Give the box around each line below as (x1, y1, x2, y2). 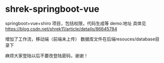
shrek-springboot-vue (5, 3, 100, 15)
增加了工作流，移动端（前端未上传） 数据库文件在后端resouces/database (5, 36, 156, 42)
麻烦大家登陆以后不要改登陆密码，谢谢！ (5, 53, 88, 59)
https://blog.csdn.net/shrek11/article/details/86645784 (5, 26, 117, 31)
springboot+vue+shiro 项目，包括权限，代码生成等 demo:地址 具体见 (5, 20, 146, 26)
